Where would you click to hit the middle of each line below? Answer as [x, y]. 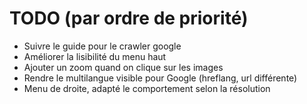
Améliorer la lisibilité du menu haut [95, 56]
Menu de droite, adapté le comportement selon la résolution [147, 88]
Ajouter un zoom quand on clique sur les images [123, 67]
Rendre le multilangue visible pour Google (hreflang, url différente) [160, 78]
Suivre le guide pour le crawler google [102, 46]
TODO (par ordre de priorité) [129, 18]
